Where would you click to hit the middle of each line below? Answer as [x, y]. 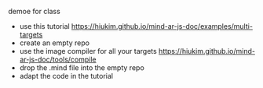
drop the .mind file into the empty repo [82, 68]
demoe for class [34, 11]
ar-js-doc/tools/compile [58, 59]
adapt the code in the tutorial [66, 76]
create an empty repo [55, 43]
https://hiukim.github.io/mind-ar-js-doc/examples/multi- [162, 26]
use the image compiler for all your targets [88, 51]
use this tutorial [44, 26]
